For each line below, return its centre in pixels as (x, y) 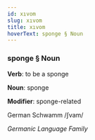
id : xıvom (22, 14)
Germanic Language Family (47, 129)
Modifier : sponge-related (44, 101)
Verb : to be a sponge (38, 74)
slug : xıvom (25, 21)
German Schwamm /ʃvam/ (45, 115)
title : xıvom (26, 27)
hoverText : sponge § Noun (45, 34)
